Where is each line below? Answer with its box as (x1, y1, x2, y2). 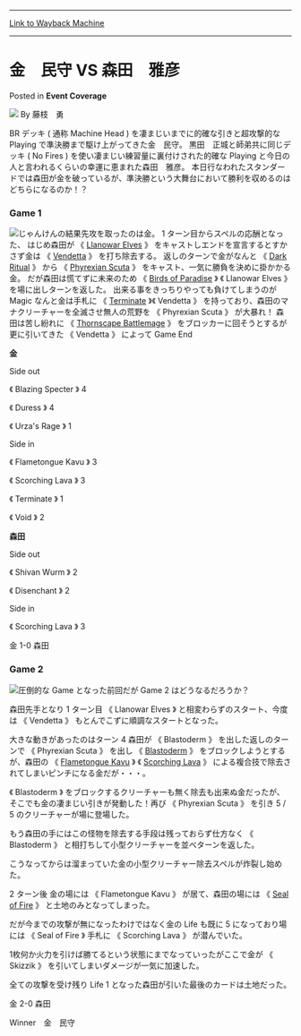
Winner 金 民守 (9, 1017, 76, 1028)
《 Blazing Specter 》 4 (9, 384, 87, 395)
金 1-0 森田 (9, 640, 49, 651)
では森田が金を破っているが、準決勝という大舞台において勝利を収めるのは (16, 172, 291, 184)
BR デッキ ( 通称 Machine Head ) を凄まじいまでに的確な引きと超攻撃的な (9, 127, 280, 139)
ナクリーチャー (9, 306, 64, 318)
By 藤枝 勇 (20, 108, 64, 119)
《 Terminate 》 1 (9, 493, 64, 504)
